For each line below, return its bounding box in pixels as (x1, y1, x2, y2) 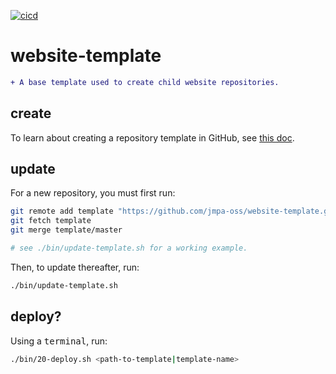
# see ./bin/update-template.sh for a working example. (10, 243, 248, 254)
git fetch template (10, 216, 92, 226)
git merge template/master (10, 225, 123, 235)
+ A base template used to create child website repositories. (10, 77, 280, 87)
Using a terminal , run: (10, 335, 108, 347)
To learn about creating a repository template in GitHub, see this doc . (10, 131, 295, 144)
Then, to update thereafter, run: (10, 261, 140, 273)
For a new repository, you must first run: (10, 187, 176, 199)
